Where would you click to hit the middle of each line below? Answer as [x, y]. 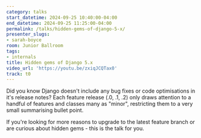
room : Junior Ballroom [35, 46]
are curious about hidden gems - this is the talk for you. [75, 128]
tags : [13, 51]
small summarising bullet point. [45, 110]
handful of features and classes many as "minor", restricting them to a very [100, 104]
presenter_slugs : [28, 34]
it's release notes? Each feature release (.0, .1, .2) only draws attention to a [99, 97]
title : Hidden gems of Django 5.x [50, 62]
